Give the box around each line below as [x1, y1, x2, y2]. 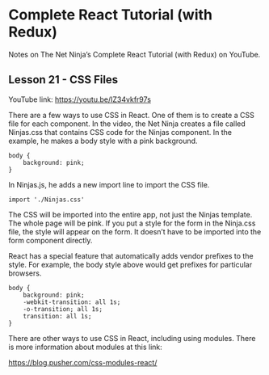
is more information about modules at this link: [8, 342, 163, 352]
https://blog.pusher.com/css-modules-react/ [8, 357, 158, 367]
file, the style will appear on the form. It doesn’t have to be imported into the [8, 226, 262, 236]
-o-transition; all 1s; [23, 305, 103, 313]
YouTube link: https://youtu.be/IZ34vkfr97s [8, 95, 152, 104]
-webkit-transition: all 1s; [23, 297, 121, 306]
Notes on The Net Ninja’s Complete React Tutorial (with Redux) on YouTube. [8, 49, 261, 59]
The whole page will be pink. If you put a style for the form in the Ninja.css [8, 218, 256, 228]
